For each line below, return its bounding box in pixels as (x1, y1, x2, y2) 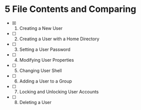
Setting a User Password (19, 46, 70, 52)
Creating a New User (19, 25, 63, 31)
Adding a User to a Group (19, 78, 72, 84)
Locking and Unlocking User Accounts (19, 89, 99, 95)
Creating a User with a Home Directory (19, 36, 99, 42)
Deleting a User (19, 99, 52, 105)
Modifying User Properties (19, 57, 74, 63)
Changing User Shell (19, 67, 62, 73)
